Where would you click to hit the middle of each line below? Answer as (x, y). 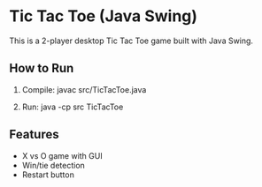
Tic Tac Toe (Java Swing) (103, 16)
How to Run (42, 68)
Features (34, 135)
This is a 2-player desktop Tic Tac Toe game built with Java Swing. (131, 41)
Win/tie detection (54, 165)
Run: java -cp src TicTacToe (73, 107)
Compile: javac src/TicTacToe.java (84, 89)
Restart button (48, 175)
